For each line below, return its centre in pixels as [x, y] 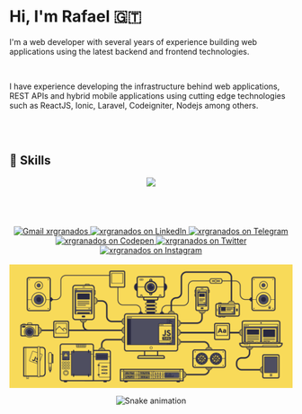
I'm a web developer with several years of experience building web [133, 41]
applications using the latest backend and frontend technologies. [129, 51]
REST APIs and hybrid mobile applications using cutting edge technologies [147, 95]
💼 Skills [30, 160]
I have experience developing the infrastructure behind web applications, [145, 86]
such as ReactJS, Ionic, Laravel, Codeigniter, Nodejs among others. [134, 105]
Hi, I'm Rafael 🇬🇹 [75, 17]
